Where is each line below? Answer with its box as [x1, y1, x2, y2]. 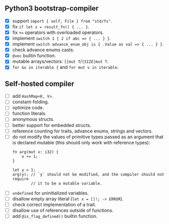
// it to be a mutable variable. [31, 181, 102, 186]
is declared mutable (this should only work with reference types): [12, 139, 151, 145]
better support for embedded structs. [12, 122, 91, 128]
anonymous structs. [12, 116, 54, 122]
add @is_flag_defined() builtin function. [12, 213, 98, 219]
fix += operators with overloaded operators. [12, 29, 104, 35]
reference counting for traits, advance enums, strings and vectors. [12, 128, 153, 134]
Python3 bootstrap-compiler [5, 4, 99, 13]
